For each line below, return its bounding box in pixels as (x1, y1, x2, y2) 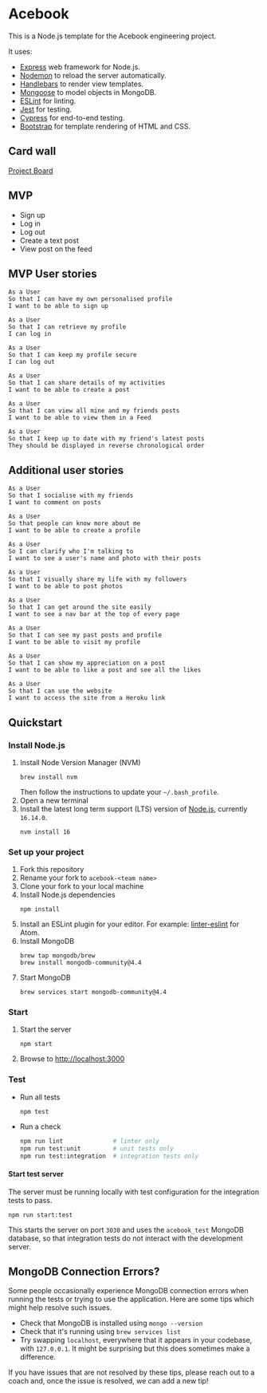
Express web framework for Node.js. (19, 61, 141, 72)
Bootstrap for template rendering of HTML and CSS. (19, 121, 191, 131)
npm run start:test (8, 1210, 73, 1219)
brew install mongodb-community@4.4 (19, 959, 142, 967)
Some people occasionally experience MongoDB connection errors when (8, 1286, 249, 1296)
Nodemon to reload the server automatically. (19, 70, 167, 80)
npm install (19, 906, 60, 914)
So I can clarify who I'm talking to (8, 547, 134, 555)
